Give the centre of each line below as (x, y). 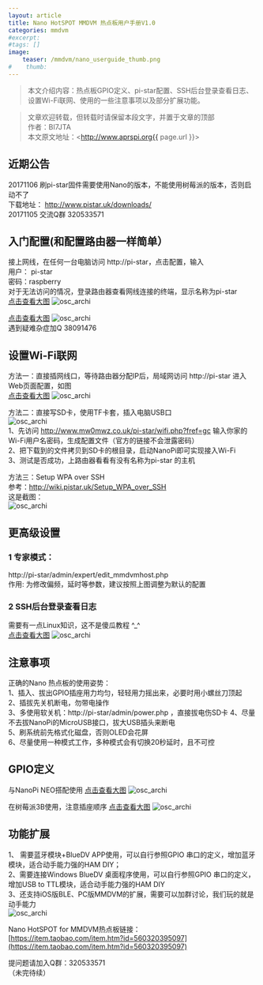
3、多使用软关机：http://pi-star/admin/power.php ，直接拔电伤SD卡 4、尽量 (132, 712)
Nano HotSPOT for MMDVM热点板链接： (74, 929)
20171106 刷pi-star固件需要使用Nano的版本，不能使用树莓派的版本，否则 (126, 184)
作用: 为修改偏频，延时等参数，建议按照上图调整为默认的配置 (107, 584)
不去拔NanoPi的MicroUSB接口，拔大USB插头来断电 (92, 722)
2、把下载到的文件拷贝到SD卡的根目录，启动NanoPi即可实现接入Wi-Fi (122, 450)
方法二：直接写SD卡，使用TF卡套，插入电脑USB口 (90, 412)
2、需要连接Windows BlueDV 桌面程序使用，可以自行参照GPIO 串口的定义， (131, 874)
